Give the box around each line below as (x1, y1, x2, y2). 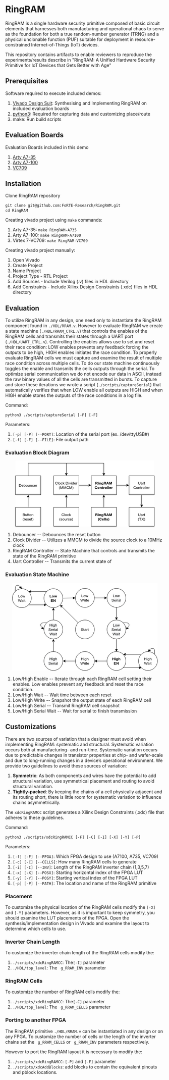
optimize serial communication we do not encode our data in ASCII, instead (5, 371, 162, 377)
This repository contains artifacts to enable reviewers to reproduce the (5, 52, 152, 58)
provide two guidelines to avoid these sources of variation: (5, 762, 127, 768)
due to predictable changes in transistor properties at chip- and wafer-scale (5, 752, 163, 758)
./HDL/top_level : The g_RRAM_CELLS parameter (12, 1004, 111, 1010)
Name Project (12, 268, 41, 274)
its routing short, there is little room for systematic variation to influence (12, 794, 161, 800)
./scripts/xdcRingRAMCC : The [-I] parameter (12, 959, 105, 965)
